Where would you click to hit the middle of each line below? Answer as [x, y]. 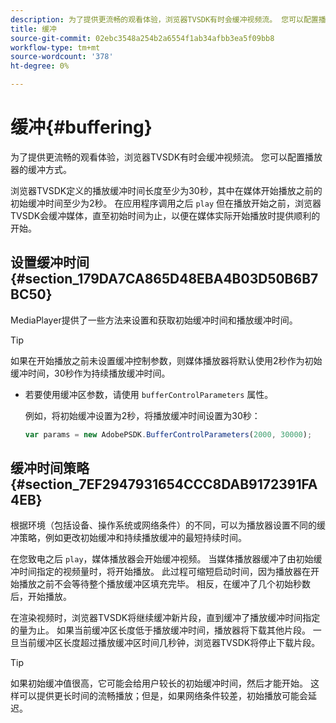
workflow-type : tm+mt [55, 47]
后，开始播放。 [41, 597]
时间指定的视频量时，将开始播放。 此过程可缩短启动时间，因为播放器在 [164, 572]
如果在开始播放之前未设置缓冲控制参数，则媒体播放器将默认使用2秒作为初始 [166, 360]
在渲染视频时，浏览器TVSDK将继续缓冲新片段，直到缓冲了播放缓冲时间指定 [165, 618]
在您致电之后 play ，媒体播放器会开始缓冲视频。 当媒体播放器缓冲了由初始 [162, 559]
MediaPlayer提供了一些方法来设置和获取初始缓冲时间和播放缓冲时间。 [154, 320]
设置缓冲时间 [50, 262]
